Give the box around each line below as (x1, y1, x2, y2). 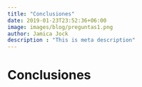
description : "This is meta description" (7, 37, 136, 44)
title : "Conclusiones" (7, 10, 75, 18)
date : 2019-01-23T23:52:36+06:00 (7, 17, 107, 24)
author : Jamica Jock (7, 30, 69, 37)
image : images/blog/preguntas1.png (7, 23, 113, 30)
